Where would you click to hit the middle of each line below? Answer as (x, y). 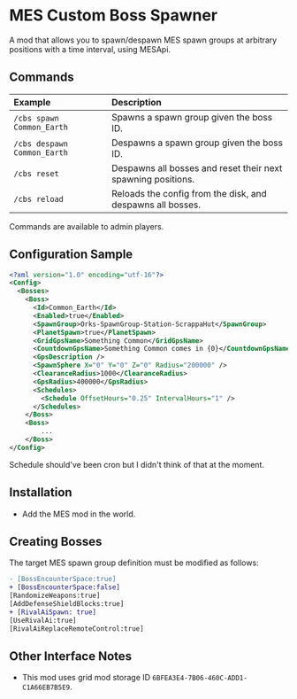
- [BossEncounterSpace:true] (63, 579)
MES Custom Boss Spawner (114, 16)
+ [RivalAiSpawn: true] (53, 612)
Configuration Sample (71, 255)
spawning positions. (153, 179)
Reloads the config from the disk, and (189, 193)
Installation (41, 493)
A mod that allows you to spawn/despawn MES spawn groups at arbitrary (143, 40)
